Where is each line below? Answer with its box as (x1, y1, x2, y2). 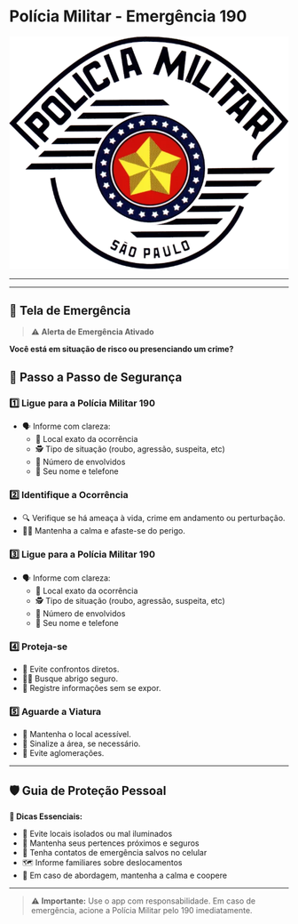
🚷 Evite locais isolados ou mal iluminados (21, 829, 173, 840)
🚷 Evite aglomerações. (21, 748, 105, 759)
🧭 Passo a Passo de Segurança (9, 369, 183, 384)
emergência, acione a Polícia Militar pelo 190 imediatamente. (30, 905, 253, 916)
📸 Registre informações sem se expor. (21, 683, 161, 694)
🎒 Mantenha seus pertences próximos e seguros (21, 838, 200, 848)
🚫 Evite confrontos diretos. (21, 664, 120, 675)
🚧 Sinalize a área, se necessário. (21, 738, 141, 749)
